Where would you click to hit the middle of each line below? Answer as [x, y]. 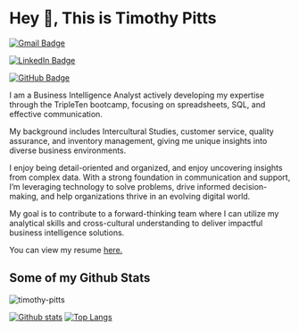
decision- [249, 186]
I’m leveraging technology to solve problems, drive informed [120, 186]
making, [24, 196]
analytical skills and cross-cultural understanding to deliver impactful [136, 223]
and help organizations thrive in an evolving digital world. [145, 196]
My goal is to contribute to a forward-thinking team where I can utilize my [144, 213]
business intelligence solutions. [67, 233]
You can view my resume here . [66, 250]
